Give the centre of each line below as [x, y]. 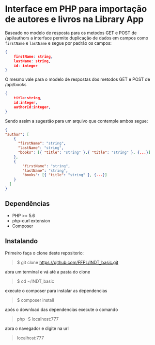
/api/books [16, 85]
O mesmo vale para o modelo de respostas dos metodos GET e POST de [77, 79]
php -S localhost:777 [38, 319]
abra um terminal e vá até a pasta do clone [48, 272]
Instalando [21, 241]
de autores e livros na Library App [74, 19]
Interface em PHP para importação [76, 9]
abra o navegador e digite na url [37, 328]
